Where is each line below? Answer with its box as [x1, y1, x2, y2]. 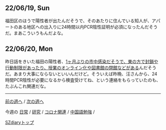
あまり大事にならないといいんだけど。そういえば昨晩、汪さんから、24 [13, 71, 158, 77]
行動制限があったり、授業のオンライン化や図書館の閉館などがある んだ [5, 64, 148, 71]
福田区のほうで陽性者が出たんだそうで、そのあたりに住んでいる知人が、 [5, 17, 152, 24]
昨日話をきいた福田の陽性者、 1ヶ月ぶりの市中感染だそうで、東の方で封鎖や [5, 58, 159, 64]
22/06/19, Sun [5, 4, 50, 12]
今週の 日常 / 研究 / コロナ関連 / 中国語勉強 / [5, 109, 95, 115]
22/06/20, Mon [5, 44, 53, 53]
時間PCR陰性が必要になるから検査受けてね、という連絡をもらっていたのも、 [5, 77, 161, 83]
